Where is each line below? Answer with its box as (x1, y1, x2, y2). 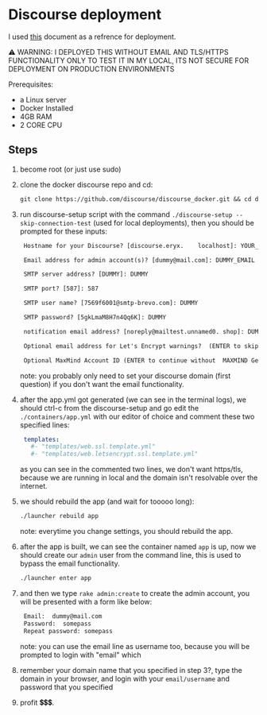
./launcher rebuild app (19, 512, 99, 520)
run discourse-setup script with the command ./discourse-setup (19, 209, 233, 219)
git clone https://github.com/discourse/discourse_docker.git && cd (19, 195, 252, 203)
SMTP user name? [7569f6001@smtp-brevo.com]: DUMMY (23, 300, 199, 307)
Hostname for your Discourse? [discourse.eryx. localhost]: (23, 242, 238, 249)
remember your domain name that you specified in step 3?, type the (19, 665, 242, 674)
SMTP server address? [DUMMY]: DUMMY (23, 270, 149, 279)
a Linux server (19, 95, 68, 104)
